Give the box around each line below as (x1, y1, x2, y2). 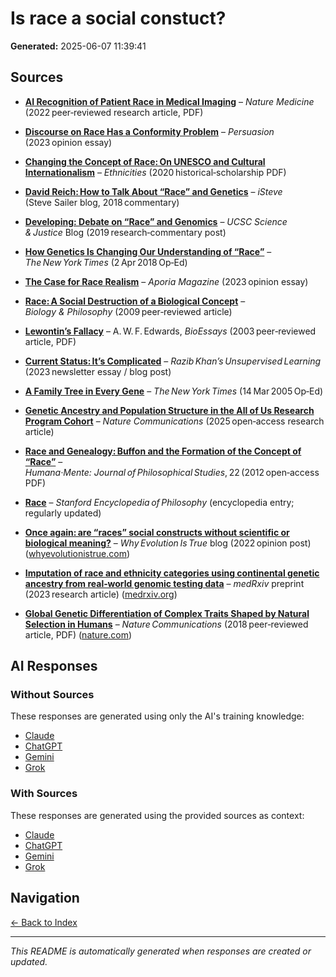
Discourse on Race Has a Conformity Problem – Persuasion (24, 125, 275, 137)
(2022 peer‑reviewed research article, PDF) (24, 106, 204, 118)
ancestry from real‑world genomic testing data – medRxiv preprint (24, 577, 305, 589)
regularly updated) (24, 507, 102, 519)
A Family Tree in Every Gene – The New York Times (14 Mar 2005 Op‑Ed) (24, 385, 324, 397)
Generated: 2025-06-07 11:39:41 (10, 40, 147, 52)
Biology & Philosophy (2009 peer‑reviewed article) (24, 305, 233, 317)
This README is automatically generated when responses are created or (10, 945, 312, 957)
